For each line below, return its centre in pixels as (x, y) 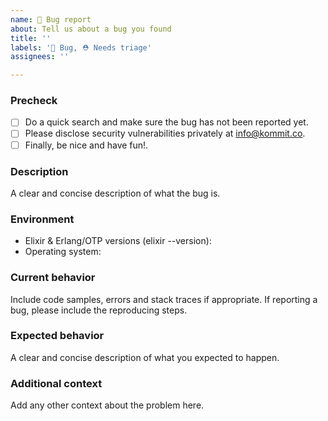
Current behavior (53, 278)
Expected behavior (57, 336)
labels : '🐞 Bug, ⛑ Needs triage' (81, 47)
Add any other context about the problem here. (107, 405)
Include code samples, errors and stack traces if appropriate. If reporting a (164, 299)
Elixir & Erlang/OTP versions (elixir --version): (118, 241)
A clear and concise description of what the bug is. (115, 193)
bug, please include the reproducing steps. (99, 310)
